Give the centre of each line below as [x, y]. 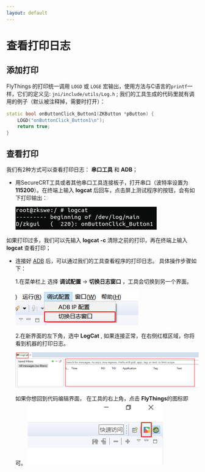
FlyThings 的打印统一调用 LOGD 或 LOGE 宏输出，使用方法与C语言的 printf [97, 86]
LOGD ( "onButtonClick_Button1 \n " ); [61, 120]
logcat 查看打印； [29, 248]
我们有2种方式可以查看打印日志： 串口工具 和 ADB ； [72, 169]
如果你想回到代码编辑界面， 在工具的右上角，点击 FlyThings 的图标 [99, 399]
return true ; [34, 127]
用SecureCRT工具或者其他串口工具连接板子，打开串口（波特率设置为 [102, 182]
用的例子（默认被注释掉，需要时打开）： [56, 101]
